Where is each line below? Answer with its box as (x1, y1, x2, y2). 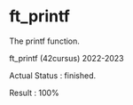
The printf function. (9, 36, 80, 46)
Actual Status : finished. (9, 69, 97, 81)
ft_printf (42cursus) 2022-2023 (9, 52, 124, 63)
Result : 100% (9, 87, 59, 98)
